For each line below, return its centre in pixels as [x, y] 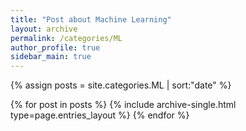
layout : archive [44, 29]
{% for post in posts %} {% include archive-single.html [123, 105]
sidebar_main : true [51, 57]
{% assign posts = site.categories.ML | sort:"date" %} [121, 85]
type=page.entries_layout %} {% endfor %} [100, 115]
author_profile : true [55, 47]
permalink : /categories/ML [66, 38]
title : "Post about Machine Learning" [91, 19]
